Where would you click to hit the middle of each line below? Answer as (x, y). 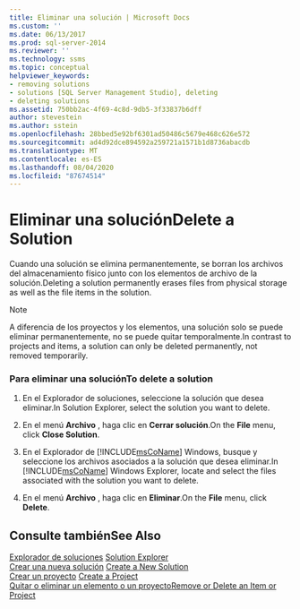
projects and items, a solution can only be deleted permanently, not (133, 347)
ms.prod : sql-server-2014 (57, 43)
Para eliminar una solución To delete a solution (111, 379)
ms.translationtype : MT (54, 150)
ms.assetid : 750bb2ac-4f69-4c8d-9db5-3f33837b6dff (106, 109)
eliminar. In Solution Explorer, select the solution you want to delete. (146, 407)
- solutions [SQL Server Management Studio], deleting (114, 92)
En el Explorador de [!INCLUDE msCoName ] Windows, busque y (140, 452)
